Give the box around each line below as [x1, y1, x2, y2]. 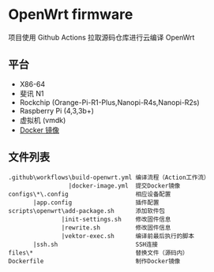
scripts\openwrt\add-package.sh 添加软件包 [8, 207, 166, 214]
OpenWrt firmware [8, 6, 133, 24]
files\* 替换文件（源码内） [8, 248, 189, 257]
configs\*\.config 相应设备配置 [8, 190, 171, 198]
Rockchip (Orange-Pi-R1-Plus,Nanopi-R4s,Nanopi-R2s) [19, 97, 200, 107]
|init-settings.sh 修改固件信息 [61, 215, 171, 223]
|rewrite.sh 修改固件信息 [61, 223, 171, 232]
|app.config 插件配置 [32, 199, 160, 207]
